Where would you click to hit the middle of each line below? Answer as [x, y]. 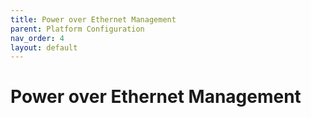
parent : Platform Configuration [77, 29]
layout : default [44, 47]
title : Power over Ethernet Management [93, 19]
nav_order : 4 [37, 38]
